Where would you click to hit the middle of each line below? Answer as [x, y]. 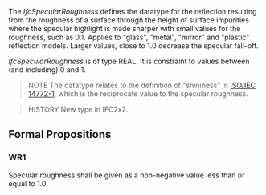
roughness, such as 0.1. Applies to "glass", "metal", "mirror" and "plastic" [129, 37]
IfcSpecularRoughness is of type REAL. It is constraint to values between [129, 61]
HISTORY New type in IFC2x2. [78, 109]
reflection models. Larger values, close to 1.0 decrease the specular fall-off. [133, 46]
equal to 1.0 [27, 183]
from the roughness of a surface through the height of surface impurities [129, 20]
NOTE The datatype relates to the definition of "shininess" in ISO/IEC [141, 85]
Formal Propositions [60, 134]
